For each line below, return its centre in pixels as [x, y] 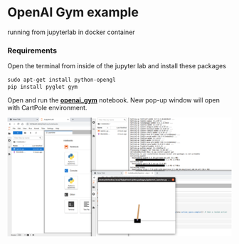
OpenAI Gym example [73, 12]
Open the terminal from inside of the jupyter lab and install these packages [117, 66]
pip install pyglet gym [43, 87]
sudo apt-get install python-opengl [62, 80]
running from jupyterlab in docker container [71, 32]
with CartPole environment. [47, 108]
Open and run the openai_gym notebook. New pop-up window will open [114, 100]
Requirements [32, 51]
